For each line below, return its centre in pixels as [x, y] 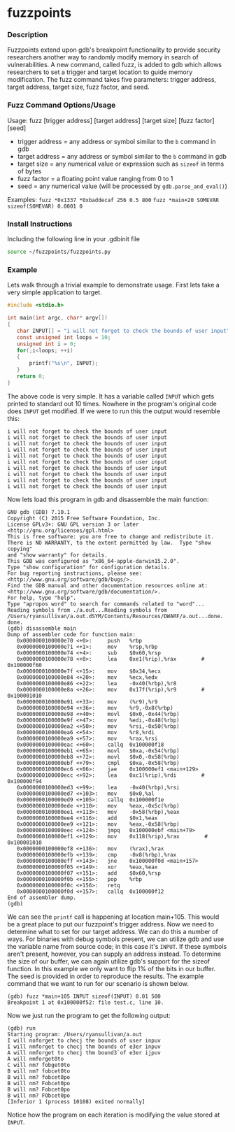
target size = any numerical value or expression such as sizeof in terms [121, 164]
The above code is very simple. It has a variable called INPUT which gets [111, 396]
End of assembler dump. [42, 897]
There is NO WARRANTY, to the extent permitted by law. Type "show [109, 543]
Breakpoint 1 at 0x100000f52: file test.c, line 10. [86, 1002]
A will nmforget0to [36, 1059]
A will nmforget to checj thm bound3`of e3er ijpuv [84, 1053]
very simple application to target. [55, 292]
